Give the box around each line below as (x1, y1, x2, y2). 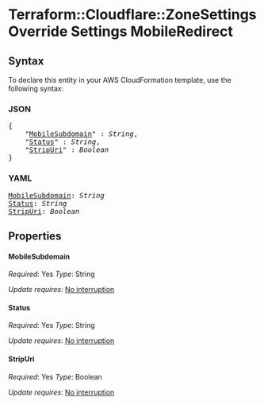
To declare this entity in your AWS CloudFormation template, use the (8, 76, 231, 84)
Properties (8, 229, 62, 243)
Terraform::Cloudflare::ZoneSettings (8, 6, 257, 24)
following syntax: (8, 84, 64, 93)
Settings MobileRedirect (71, 22, 234, 41)
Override (8, 22, 68, 41)
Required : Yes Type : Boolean (8, 372, 103, 381)
